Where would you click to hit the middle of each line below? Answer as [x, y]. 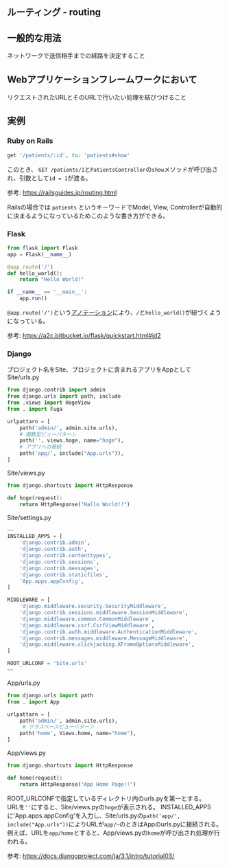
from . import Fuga [35, 409]
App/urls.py [24, 683]
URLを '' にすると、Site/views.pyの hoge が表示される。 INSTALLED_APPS [109, 807]
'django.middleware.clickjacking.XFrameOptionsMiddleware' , [107, 644]
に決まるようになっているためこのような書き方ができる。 [88, 216]
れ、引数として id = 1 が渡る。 [49, 178]
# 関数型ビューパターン [48, 434]
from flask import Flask [43, 248]
